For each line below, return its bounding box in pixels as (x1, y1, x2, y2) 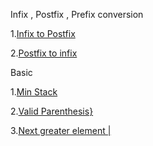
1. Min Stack (10, 86, 58, 98)
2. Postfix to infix (10, 47, 78, 59)
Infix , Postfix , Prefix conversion (10, 9, 144, 20)
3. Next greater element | (10, 125, 112, 136)
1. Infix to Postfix (10, 28, 76, 39)
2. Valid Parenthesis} (10, 105, 94, 117)
